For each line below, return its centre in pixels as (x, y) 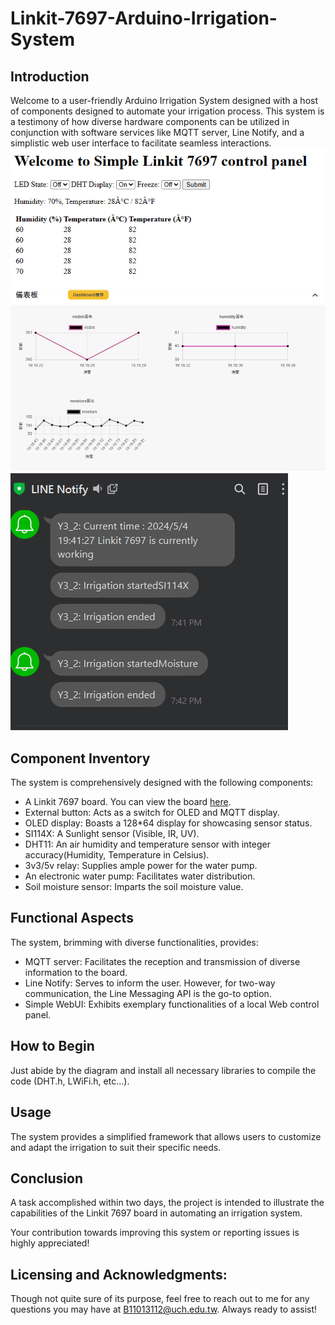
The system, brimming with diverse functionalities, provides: (134, 942)
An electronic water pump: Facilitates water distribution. (140, 876)
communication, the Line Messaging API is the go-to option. (148, 993)
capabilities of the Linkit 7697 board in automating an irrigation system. (156, 1213)
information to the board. (76, 972)
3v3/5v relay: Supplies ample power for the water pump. (141, 866)
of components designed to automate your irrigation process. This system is (167, 111)
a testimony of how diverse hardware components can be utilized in (150, 121)
